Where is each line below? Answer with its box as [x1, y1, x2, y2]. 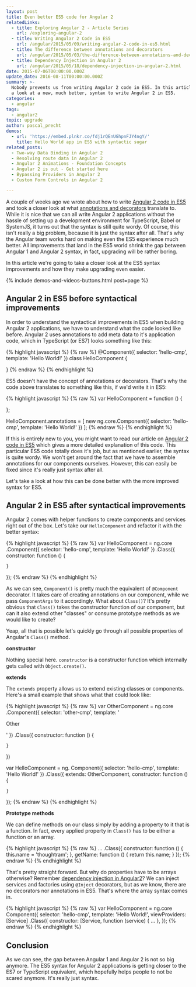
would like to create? [6, 616, 56, 623]
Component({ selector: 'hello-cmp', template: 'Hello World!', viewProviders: [6, 911, 187, 918]
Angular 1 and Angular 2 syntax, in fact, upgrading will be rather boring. [6, 248, 178, 255]
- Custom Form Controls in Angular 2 [11, 177, 103, 183]
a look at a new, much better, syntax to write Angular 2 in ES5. [11, 90, 176, 96]
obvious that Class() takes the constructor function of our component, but [6, 603, 185, 611]
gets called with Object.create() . [6, 662, 86, 669]
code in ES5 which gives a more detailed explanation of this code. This [6, 441, 176, 448]
